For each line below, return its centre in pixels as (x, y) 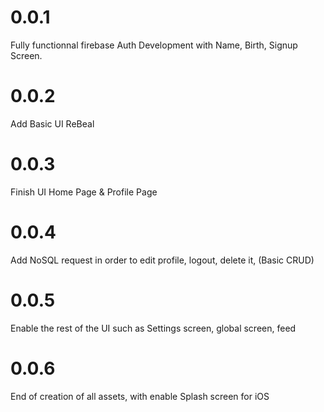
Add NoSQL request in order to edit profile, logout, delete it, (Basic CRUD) (162, 260)
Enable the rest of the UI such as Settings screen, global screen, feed (153, 328)
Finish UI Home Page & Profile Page (84, 192)
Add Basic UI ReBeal (52, 123)
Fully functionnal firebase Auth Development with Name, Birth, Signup (154, 45)
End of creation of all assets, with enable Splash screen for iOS (140, 396)
